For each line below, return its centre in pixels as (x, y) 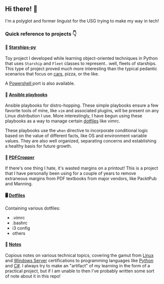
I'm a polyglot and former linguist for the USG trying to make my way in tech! (82, 21)
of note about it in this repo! (33, 276)
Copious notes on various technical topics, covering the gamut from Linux (79, 255)
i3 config (21, 228)
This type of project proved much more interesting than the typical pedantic (81, 69)
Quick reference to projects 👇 (41, 34)
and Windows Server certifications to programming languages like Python (79, 260)
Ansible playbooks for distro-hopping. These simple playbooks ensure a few (82, 105)
